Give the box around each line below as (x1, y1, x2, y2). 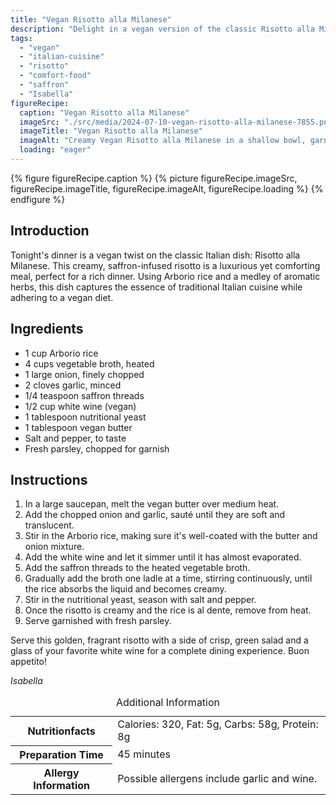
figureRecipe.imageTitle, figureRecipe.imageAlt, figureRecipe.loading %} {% (10, 182, 324, 195)
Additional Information (115, 696, 221, 710)
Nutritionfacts (27, 724, 96, 738)
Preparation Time (19, 747, 104, 761)
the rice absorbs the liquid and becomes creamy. (24, 583, 227, 595)
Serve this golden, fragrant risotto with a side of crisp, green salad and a (10, 634, 309, 646)
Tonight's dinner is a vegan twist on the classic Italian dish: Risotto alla (10, 249, 301, 261)
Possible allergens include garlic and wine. (117, 771, 318, 785)
